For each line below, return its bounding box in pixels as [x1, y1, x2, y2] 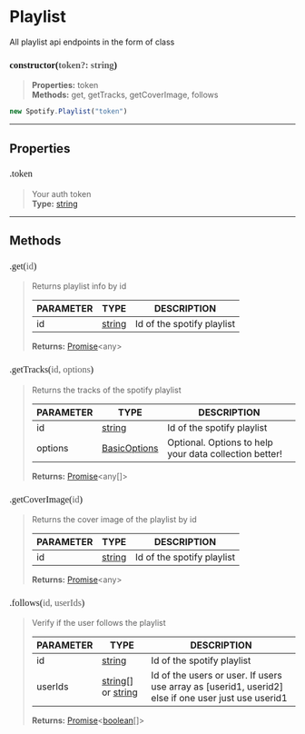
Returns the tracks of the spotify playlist [31, 384, 182, 395]
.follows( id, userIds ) [9, 597, 85, 609]
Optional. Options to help [167, 436, 274, 449]
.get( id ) [9, 261, 37, 273]
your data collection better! [167, 447, 283, 460]
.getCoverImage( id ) [9, 493, 84, 505]
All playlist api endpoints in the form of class [9, 36, 175, 47]
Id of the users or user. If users [151, 670, 283, 682]
